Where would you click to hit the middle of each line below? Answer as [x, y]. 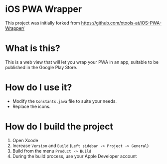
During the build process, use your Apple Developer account [75, 156]
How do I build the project [59, 126]
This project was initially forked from [43, 23]
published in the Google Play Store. [41, 67]
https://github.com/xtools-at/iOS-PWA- [121, 23]
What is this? [33, 48]
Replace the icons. [31, 106]
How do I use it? [39, 87]
